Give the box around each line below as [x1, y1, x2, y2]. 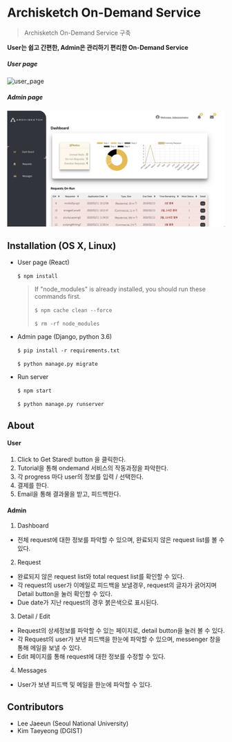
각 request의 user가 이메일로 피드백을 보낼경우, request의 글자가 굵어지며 [17, 581, 217, 589]
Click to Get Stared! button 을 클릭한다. [17, 455, 126, 464]
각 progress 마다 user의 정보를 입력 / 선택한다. [17, 472, 144, 481]
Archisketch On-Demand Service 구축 [23, 28, 131, 37]
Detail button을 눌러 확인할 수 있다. [17, 590, 113, 598]
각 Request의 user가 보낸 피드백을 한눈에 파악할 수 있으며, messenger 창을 [17, 635, 221, 644]
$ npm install [17, 273, 58, 280]
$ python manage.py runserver [17, 401, 105, 408]
